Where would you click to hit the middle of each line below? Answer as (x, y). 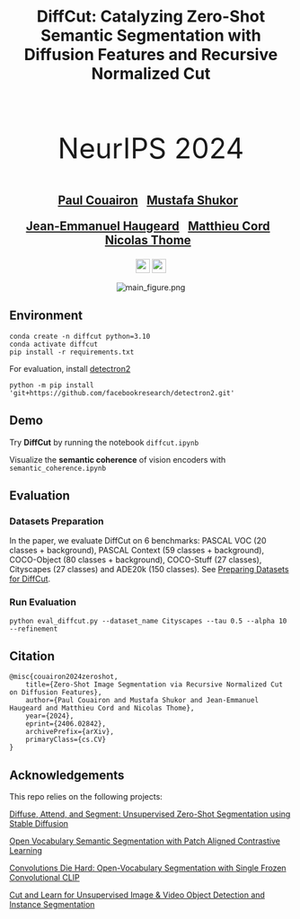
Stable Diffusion (39, 824)
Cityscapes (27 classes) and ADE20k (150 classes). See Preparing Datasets (149, 570)
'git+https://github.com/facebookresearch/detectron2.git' (122, 393)
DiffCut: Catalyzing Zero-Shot (151, 17)
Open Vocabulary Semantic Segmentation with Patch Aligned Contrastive (145, 841)
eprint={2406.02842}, (66, 724)
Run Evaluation (43, 602)
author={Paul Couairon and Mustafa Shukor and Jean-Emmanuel (142, 701)
